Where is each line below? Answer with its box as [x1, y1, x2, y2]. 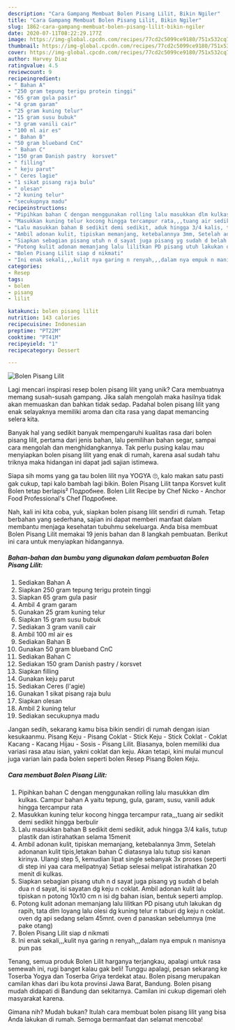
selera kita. [8, 415, 40, 424]
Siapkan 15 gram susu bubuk [17, 615, 101, 624]
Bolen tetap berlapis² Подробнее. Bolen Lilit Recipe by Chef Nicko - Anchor [8, 487, 226, 495]
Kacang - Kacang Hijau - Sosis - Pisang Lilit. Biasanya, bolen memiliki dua [8, 740, 220, 748]
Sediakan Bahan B [17, 638, 71, 646]
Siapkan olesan [17, 697, 62, 705]
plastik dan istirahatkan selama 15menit [17, 833, 131, 841]
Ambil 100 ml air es [17, 630, 73, 638]
